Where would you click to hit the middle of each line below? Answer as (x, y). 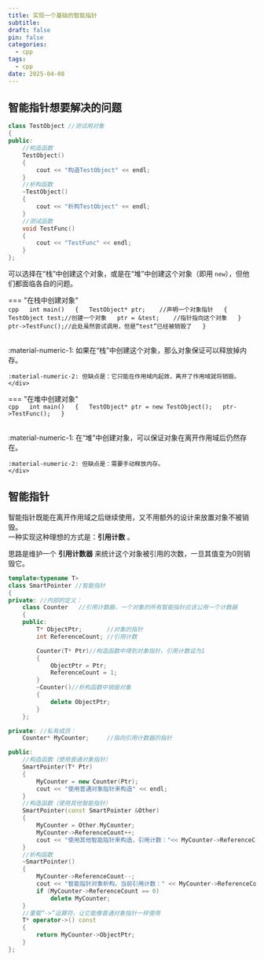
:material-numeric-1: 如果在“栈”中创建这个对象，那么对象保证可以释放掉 (124, 350)
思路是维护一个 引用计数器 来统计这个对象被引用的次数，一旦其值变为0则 (126, 553)
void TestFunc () (49, 229)
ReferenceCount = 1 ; (84, 673)
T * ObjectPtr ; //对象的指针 (90, 629)
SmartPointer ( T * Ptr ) (57, 767)
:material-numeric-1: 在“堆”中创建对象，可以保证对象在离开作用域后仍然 (124, 438)
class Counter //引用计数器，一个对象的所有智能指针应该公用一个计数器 (130, 607)
